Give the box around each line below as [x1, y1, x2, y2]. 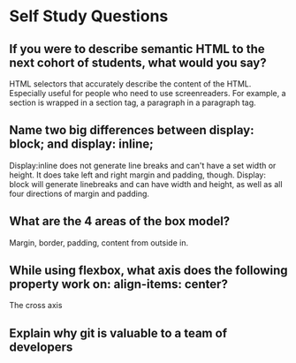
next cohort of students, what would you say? [9, 55, 267, 70]
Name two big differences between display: [9, 123, 254, 138]
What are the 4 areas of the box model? [9, 214, 231, 229]
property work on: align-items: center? [9, 276, 228, 292]
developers [9, 339, 73, 354]
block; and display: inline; [9, 137, 155, 152]
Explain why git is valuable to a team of [9, 325, 228, 341]
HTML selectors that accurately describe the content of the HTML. [9, 79, 252, 89]
